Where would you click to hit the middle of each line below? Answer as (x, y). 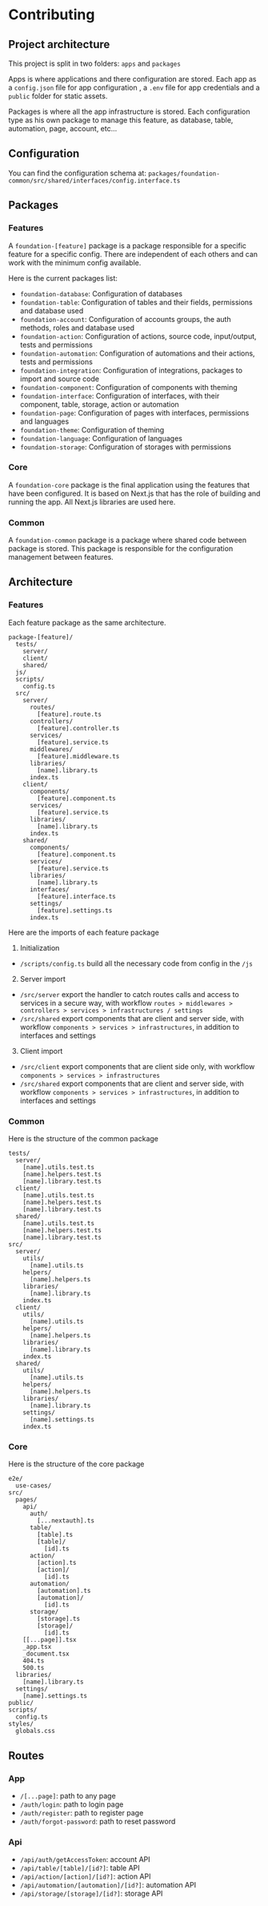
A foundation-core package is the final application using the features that (129, 485)
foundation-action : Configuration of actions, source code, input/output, (138, 336)
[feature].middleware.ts (78, 756)
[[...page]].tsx (50, 1640)
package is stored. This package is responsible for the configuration (121, 549)
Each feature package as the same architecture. (87, 622)
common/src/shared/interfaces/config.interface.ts (94, 181)
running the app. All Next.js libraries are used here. (92, 501)
